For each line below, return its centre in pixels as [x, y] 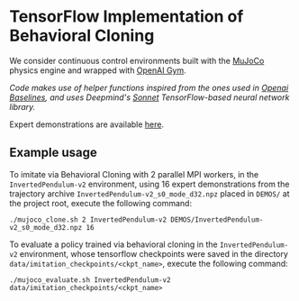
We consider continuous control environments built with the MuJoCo [137, 60]
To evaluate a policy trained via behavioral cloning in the [113, 244]
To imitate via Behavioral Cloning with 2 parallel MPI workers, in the [134, 174]
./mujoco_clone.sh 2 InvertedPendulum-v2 [88, 219]
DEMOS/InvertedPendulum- [217, 219]
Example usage [53, 153]
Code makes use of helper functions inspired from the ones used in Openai [149, 87]
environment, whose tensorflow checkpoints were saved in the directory [154, 253]
